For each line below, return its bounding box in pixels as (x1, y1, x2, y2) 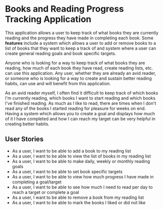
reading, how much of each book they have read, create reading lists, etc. (5, 65, 153, 71)
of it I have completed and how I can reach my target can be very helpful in (5, 116, 156, 122)
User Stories (5, 135, 44, 143)
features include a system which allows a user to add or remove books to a (5, 40, 156, 46)
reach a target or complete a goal (12, 189, 79, 195)
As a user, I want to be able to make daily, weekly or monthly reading (12, 158, 150, 164)
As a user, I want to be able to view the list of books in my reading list (12, 153, 151, 159)
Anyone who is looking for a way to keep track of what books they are (5, 60, 145, 66)
